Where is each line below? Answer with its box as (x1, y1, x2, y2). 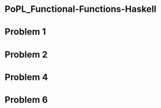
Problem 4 (4, 71, 48, 83)
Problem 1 (4, 26, 46, 38)
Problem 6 (4, 94, 48, 105)
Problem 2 (4, 49, 48, 60)
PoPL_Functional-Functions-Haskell (4, 3, 157, 15)
